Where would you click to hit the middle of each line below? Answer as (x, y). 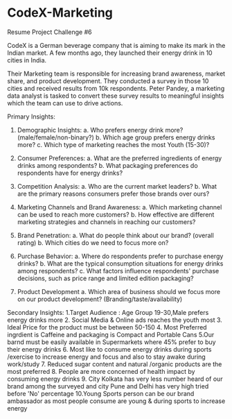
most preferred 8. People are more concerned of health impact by (101, 371)
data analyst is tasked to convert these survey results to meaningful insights (116, 96)
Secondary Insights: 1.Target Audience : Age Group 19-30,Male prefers (108, 312)
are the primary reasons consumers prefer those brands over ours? (113, 194)
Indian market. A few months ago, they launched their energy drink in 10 (110, 53)
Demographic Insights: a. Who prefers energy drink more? (100, 130)
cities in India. (27, 60)
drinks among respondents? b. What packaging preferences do (108, 165)
